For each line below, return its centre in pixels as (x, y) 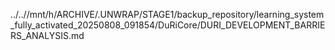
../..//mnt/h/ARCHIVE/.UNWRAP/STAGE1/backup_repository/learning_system (167, 14)
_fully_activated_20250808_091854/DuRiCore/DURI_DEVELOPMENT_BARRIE (168, 25)
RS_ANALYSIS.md (47, 35)
